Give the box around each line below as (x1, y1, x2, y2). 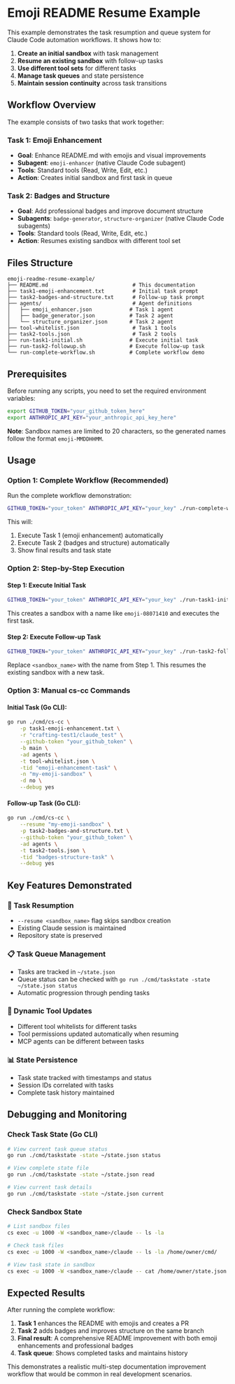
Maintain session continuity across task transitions (17, 78, 167, 87)
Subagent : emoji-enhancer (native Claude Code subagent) (17, 159, 186, 167)
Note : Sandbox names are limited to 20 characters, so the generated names (7, 427, 226, 435)
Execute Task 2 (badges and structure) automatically (17, 539, 170, 547)
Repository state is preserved (17, 932, 103, 939)
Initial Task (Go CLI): (7, 703, 68, 712)
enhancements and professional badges (17, 1341, 134, 1350)
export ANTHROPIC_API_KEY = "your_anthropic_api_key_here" (7, 414, 177, 421)
